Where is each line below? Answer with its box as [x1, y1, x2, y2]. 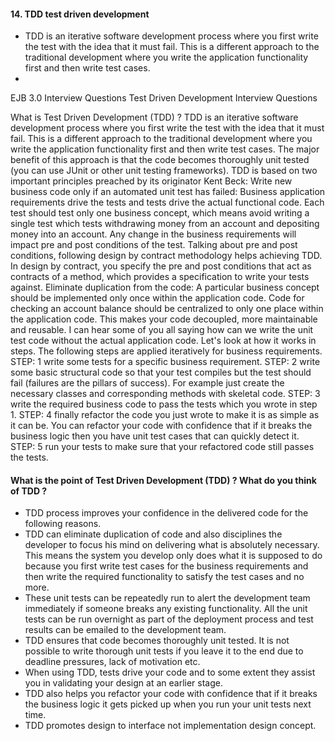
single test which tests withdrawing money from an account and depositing [10, 218, 320, 230]
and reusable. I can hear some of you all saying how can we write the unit [10, 324, 314, 336]
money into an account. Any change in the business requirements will [10, 228, 297, 240]
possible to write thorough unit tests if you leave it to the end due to [24, 645, 304, 657]
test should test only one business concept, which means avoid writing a [10, 207, 310, 219]
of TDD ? [10, 485, 48, 497]
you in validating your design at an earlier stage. [24, 677, 223, 689]
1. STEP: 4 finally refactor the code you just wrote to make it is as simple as [10, 409, 320, 421]
